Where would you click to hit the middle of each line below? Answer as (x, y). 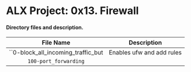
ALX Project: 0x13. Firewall (72, 11)
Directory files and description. (45, 27)
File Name (56, 43)
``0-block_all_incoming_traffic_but (56, 53)
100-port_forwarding (56, 61)
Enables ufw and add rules (145, 53)
